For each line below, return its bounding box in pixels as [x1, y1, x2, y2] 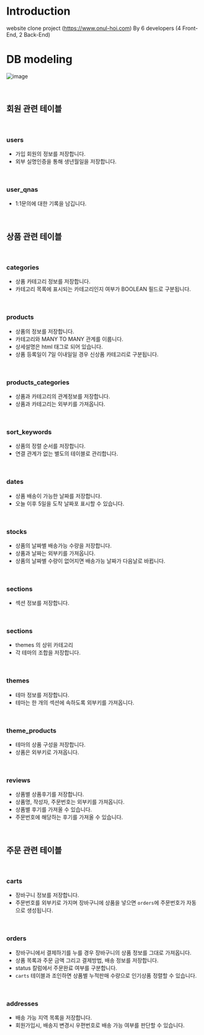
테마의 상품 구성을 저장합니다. [15, 741, 86, 748]
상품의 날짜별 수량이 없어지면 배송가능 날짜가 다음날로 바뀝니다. [15, 557, 166, 565]
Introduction [6, 4, 71, 18]
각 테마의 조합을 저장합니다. [15, 649, 81, 656]
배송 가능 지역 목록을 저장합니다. [15, 1014, 92, 1022]
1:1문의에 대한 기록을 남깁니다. [15, 200, 87, 207]
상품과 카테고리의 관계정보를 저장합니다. [15, 392, 111, 400]
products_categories [6, 378, 70, 386]
